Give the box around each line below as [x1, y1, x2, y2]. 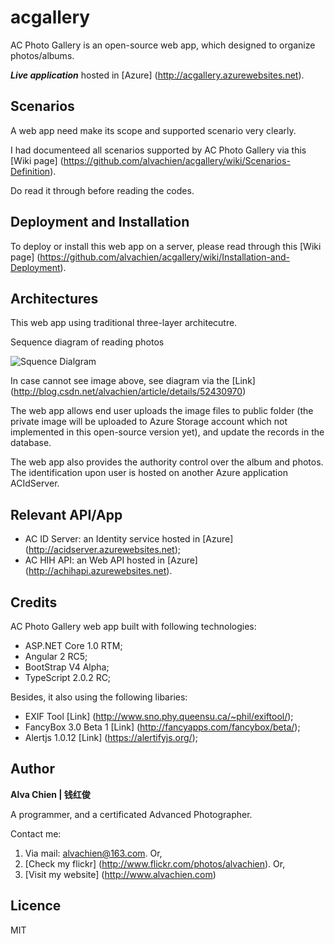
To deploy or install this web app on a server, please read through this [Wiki [10, 240, 322, 252]
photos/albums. [10, 49, 75, 61]
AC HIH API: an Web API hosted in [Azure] [24, 554, 198, 566]
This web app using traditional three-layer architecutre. [10, 317, 238, 329]
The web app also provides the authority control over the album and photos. [10, 456, 324, 468]
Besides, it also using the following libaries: [10, 691, 188, 703]
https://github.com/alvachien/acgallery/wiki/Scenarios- [63, 154, 291, 166]
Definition [10, 165, 51, 177]
